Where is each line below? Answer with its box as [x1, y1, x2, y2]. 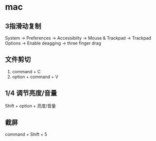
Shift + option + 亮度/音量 [5, 103, 56, 109]
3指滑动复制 [5, 22, 41, 30]
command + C [12, 68, 41, 74]
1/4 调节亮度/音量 [5, 89, 57, 97]
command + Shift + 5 [5, 131, 48, 137]
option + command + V [12, 74, 58, 79]
